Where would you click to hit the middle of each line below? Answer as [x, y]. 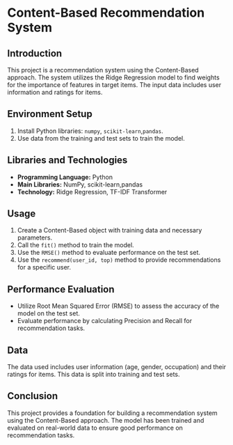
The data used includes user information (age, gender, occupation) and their [117, 367]
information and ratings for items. [55, 92]
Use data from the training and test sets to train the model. [101, 138]
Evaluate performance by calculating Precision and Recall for [105, 321]
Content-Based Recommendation [106, 13]
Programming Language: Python [65, 177]
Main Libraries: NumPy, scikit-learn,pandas [80, 184]
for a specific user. [44, 267]
